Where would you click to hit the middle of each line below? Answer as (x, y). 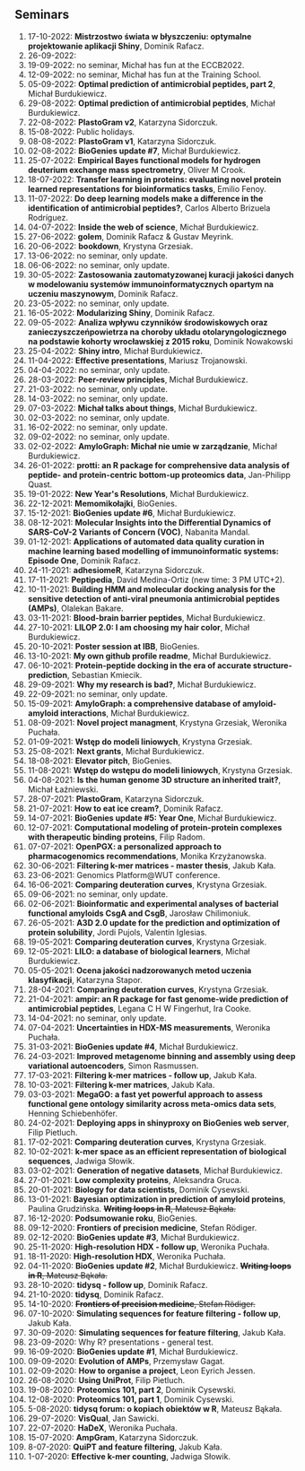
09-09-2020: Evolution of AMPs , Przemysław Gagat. (126, 1361)
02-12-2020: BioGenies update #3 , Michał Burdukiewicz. (134, 1237)
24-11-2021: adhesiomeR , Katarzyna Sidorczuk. (116, 570)
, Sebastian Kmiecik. (105, 675)
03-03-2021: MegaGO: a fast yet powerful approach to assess (145, 1094)
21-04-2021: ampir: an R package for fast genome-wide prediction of (158, 998)
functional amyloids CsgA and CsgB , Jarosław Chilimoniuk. (139, 913)
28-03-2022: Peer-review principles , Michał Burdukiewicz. (138, 379)
